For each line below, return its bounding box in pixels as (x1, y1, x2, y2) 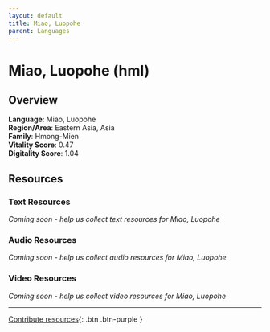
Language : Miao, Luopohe (8, 114, 96, 125)
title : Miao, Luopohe (8, 19, 81, 27)
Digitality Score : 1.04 (8, 149, 79, 158)
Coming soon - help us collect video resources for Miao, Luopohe (8, 291, 227, 301)
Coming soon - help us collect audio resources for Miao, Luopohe (8, 252, 227, 262)
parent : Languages (8, 27, 70, 35)
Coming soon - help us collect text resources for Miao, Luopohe (8, 215, 221, 224)
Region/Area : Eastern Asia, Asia (8, 123, 115, 133)
